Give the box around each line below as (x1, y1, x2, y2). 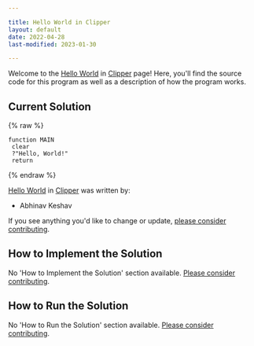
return (11, 156, 34, 165)
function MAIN (8, 136, 55, 144)
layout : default (8, 25, 61, 34)
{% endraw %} (8, 171, 57, 180)
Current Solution (8, 100, 92, 113)
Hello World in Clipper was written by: (8, 186, 131, 195)
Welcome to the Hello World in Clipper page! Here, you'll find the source (8, 68, 242, 79)
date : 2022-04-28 (8, 33, 65, 41)
